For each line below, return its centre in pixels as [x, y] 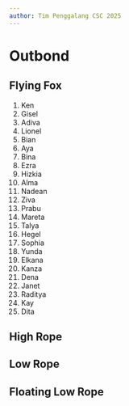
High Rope [36, 337]
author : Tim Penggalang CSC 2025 [65, 16]
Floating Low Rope [56, 392]
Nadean [34, 191]
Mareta [33, 217]
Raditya [33, 294]
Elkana [32, 260]
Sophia [33, 243]
